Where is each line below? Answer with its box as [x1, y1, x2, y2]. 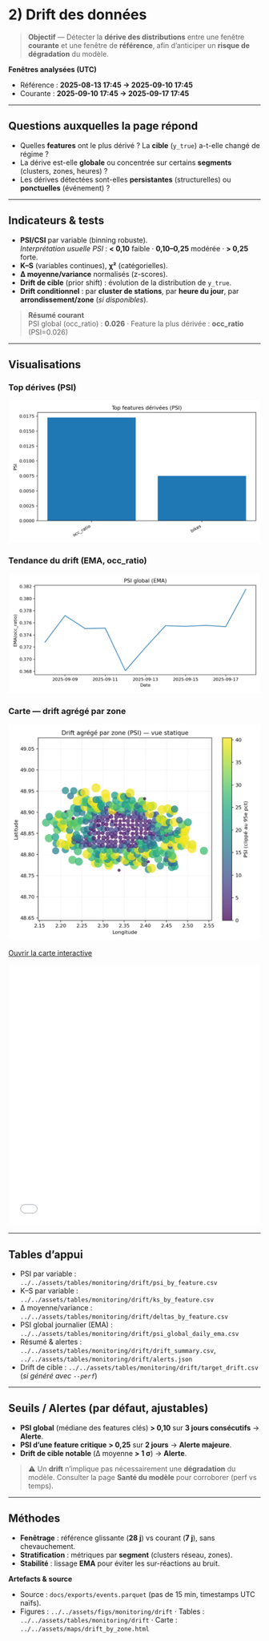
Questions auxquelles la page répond [8, 119, 199, 133]
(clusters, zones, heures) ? [19, 166, 108, 175]
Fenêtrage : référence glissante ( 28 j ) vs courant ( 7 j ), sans [19, 1533, 215, 1543]
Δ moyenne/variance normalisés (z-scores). [19, 269, 168, 279]
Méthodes [8, 1511, 61, 1526]
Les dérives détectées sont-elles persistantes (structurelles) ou [19, 175, 231, 184]
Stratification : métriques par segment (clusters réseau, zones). [19, 1550, 233, 1559]
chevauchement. [19, 1541, 76, 1551]
